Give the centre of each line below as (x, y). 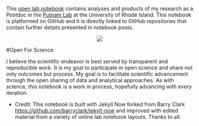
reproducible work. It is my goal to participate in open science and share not (99, 68)
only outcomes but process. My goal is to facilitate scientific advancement (97, 74)
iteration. (17, 93)
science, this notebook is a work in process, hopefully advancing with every (99, 86)
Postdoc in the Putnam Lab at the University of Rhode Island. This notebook (99, 15)
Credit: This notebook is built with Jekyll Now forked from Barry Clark (100, 104)
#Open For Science (30, 50)
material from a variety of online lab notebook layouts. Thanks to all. (98, 117)
